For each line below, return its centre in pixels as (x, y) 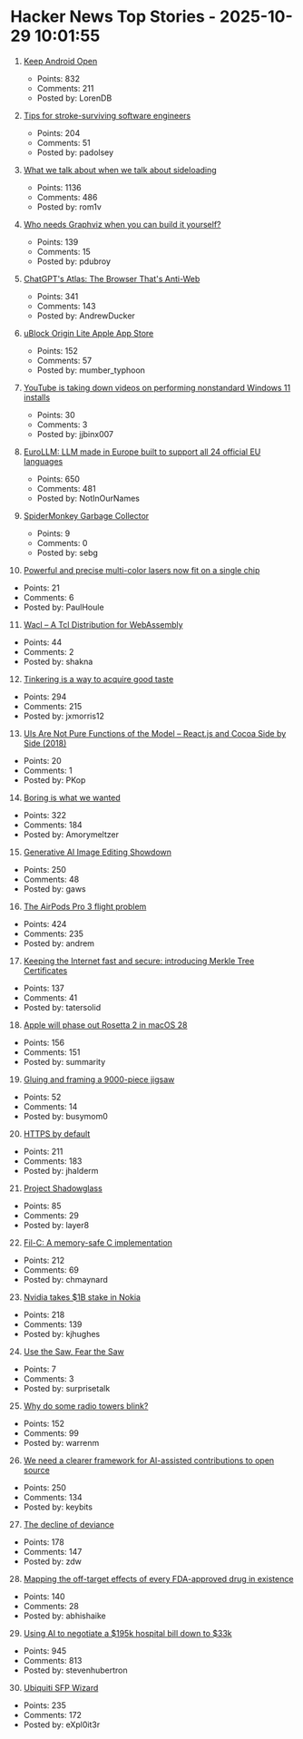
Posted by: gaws (54, 889)
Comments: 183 (53, 1161)
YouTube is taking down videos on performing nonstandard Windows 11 (157, 387)
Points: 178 (44, 1542)
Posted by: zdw (53, 1561)
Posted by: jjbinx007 (75, 434)
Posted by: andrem (59, 943)
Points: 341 (58, 296)
